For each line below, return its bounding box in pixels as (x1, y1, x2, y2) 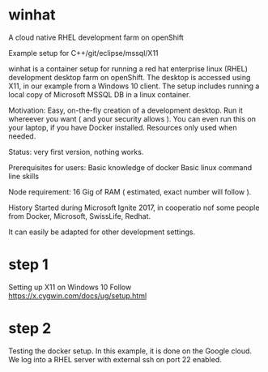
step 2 (8, 319, 52, 338)
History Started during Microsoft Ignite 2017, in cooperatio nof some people (8, 203, 260, 212)
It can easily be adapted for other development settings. (8, 227, 196, 237)
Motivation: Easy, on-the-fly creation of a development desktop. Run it (8, 105, 243, 115)
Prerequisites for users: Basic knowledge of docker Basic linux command (8, 162, 253, 172)
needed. (8, 131, 36, 141)
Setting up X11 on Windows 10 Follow (8, 282, 132, 292)
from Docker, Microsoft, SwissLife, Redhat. (8, 211, 151, 220)
